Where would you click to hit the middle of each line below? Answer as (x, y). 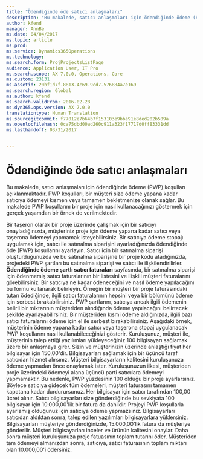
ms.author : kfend (28, 96)
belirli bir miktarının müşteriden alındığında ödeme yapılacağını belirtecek (97, 308)
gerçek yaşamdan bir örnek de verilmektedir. (62, 213)
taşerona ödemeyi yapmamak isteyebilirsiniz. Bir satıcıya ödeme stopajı (95, 237)
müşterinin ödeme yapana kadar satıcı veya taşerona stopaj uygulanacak (97, 327)
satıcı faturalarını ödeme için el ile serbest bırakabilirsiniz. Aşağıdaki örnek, (99, 321)
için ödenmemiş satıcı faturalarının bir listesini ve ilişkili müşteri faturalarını (98, 276)
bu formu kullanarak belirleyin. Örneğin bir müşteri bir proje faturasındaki (97, 288)
